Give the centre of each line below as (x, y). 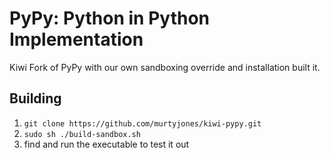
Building (35, 98)
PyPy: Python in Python (110, 18)
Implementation (76, 39)
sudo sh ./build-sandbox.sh (82, 134)
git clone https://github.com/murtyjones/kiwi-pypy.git (142, 123)
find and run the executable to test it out (106, 144)
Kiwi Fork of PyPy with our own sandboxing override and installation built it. (165, 67)
